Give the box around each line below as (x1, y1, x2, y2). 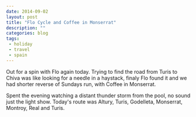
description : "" (6, 25, 46, 31)
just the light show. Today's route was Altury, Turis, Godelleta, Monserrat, (6, 98, 183, 105)
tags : (6, 36, 19, 42)
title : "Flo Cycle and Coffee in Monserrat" (6, 19, 116, 25)
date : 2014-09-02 (6, 8, 49, 15)
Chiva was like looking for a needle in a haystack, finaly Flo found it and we (6, 74, 187, 81)
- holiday (8, 42, 33, 47)
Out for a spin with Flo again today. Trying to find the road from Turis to (6, 68, 177, 75)
